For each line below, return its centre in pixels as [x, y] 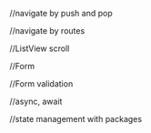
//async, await [36, 101]
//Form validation [41, 84]
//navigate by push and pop [61, 13]
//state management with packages [76, 119]
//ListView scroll [40, 48]
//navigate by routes [47, 31]
